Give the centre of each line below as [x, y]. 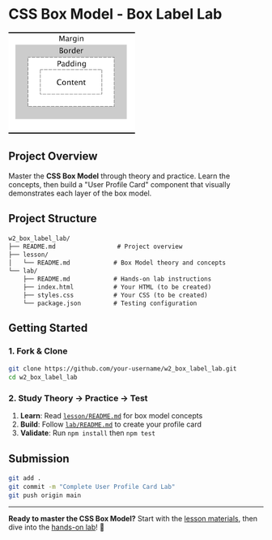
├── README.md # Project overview [96, 246]
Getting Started [48, 328]
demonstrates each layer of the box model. [80, 193]
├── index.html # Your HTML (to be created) [117, 287]
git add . [25, 478]
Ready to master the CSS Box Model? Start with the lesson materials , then [133, 518]
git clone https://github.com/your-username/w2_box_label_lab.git [123, 369]
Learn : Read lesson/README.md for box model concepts [111, 416]
